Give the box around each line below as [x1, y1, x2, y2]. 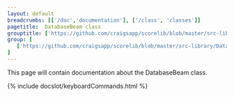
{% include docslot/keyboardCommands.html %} [7, 82, 148, 90]
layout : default [7, 10, 54, 17]
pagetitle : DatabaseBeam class [7, 23, 101, 30]
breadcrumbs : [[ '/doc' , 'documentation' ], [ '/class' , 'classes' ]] [7, 17, 201, 24]
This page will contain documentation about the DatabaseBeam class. [7, 68, 208, 77]
